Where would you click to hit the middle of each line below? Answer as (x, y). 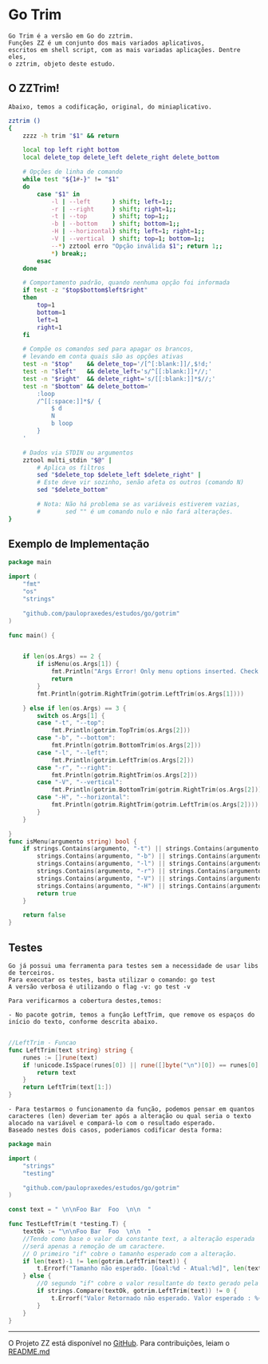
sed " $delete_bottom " (73, 490)
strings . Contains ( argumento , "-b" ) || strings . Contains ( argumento (150, 856)
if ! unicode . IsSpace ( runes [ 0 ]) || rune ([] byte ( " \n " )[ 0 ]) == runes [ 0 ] (141, 1065)
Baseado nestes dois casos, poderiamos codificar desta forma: (116, 1130)
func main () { (32, 635)
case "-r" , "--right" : (75, 767)
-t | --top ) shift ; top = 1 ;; (110, 216)
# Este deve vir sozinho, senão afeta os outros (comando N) (141, 482)
